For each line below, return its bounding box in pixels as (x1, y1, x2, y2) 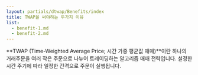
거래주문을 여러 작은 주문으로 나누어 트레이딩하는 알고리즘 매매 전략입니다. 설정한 (6, 55, 193, 62)
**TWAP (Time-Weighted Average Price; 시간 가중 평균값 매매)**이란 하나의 (6, 48, 187, 55)
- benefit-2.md (11, 31, 49, 37)
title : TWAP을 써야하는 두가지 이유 (6, 14, 84, 20)
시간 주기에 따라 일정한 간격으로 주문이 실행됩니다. (6, 63, 122, 70)
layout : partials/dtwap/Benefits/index (6, 8, 105, 15)
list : (6, 19, 20, 25)
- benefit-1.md (11, 25, 49, 31)
